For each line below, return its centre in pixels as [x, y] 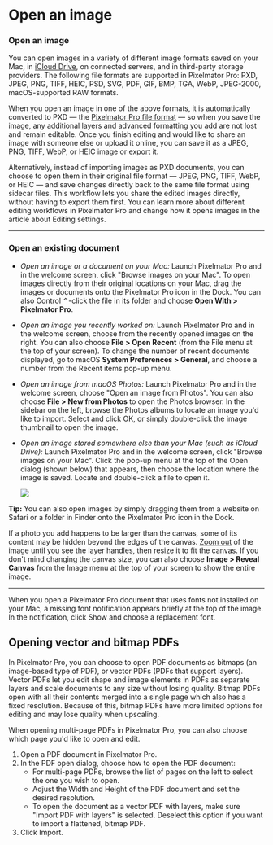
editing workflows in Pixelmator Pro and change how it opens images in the [134, 211]
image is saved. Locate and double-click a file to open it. [115, 477]
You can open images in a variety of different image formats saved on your [134, 58]
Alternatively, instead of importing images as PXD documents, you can [126, 168]
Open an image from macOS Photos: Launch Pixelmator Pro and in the [138, 383]
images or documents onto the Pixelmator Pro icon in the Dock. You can [141, 291]
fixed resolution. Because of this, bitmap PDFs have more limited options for [136, 705]
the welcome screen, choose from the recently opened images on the [137, 333]
